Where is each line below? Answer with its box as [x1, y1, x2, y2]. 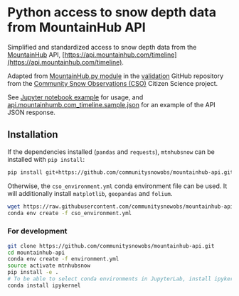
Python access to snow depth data [7, 4, 217, 21]
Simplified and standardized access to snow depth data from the [7, 43, 197, 51]
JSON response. [7, 108, 55, 116]
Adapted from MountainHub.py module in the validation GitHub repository [7, 72, 224, 80]
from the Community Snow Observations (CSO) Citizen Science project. [7, 79, 218, 87]
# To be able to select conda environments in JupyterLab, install [7, 275, 212, 283]
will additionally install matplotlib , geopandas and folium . [7, 189, 173, 197]
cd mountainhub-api [7, 249, 65, 256]
